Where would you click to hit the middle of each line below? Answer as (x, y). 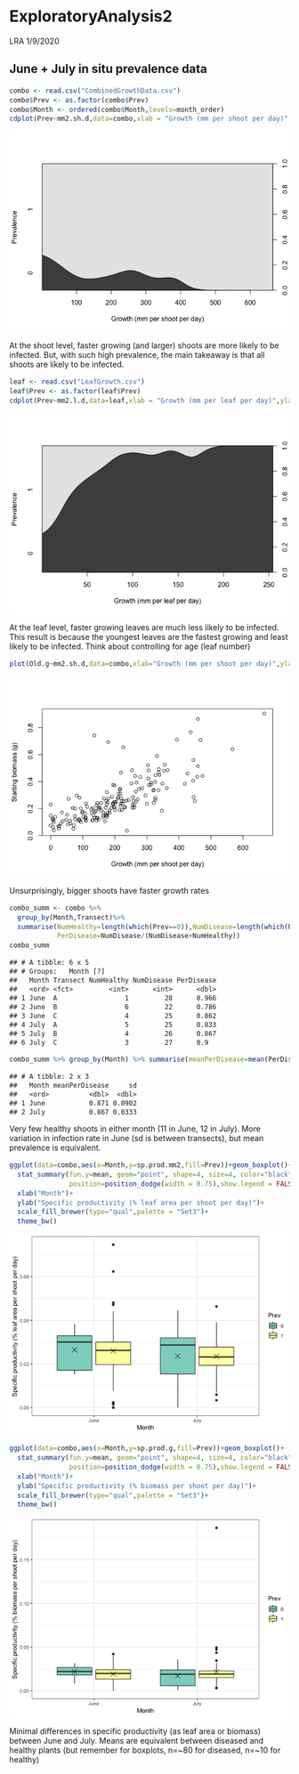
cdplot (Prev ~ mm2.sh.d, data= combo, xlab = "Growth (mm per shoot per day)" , (151, 119)
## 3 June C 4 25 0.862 (113, 1017)
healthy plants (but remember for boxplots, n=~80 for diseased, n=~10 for (145, 1750)
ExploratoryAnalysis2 (91, 16)
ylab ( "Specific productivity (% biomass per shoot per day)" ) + (137, 1486)
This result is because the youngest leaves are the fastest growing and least (149, 636)
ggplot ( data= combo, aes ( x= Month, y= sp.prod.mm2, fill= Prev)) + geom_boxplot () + (151, 1165)
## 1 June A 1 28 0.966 (113, 999)
